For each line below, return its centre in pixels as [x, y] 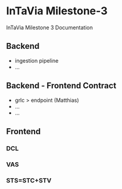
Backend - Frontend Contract [61, 86]
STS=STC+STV [29, 180]
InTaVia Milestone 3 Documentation [50, 27]
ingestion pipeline [37, 60]
